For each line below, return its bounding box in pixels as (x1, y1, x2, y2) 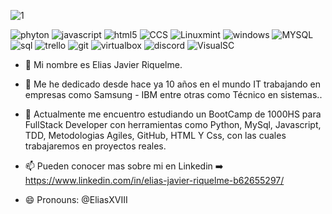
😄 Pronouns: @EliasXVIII (24, 194, 128, 205)
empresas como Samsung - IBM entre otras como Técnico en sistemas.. (24, 89, 323, 100)
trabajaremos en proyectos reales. (24, 140, 167, 152)
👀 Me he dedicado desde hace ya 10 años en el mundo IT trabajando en (24, 78, 322, 90)
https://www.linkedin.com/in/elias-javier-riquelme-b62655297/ (24, 175, 285, 186)
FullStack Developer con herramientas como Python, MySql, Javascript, (24, 119, 322, 130)
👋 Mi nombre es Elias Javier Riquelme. (24, 59, 183, 70)
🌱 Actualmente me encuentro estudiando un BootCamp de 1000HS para (24, 108, 322, 120)
